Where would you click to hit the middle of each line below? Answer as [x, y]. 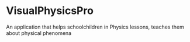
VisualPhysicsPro [50, 11]
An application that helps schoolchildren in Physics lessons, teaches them [95, 27]
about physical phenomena [39, 33]
